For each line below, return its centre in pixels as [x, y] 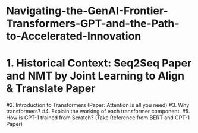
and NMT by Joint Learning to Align [95, 76]
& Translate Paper [51, 89]
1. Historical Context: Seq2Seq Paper [99, 63]
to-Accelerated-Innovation [74, 36]
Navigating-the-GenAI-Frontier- [87, 11]
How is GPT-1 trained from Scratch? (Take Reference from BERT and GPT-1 [98, 118]
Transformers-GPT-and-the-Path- [93, 23]
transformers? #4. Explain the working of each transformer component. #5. [98, 112]
